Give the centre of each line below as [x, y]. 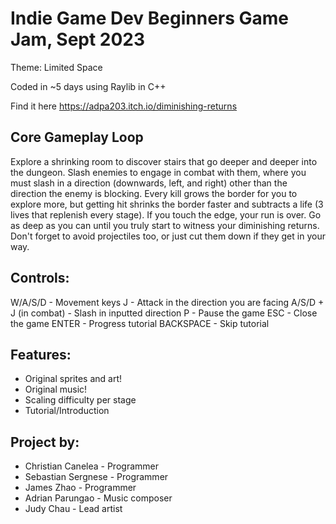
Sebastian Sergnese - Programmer [96, 477]
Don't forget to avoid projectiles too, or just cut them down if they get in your [168, 236]
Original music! [56, 389]
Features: [41, 354]
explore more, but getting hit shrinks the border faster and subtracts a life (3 [167, 204]
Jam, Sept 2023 [78, 39]
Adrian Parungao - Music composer [98, 498]
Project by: [45, 442]
